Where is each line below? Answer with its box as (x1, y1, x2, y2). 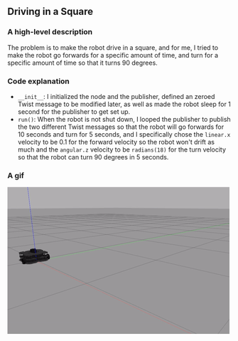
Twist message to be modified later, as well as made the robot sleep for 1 (17, 100, 231, 108)
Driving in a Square (7, 6, 94, 18)
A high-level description (7, 27, 93, 37)
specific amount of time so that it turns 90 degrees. (7, 58, 158, 67)
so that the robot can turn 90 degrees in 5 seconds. (17, 152, 169, 161)
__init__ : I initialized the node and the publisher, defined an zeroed (17, 92, 215, 100)
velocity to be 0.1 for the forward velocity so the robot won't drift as (17, 137, 215, 146)
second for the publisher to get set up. (17, 107, 131, 116)
